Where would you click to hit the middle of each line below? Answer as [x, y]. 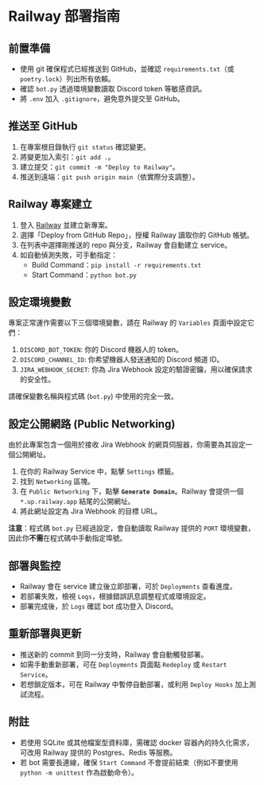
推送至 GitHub [43, 126]
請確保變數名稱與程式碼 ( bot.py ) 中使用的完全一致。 [93, 396]
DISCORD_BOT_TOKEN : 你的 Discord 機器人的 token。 [101, 350]
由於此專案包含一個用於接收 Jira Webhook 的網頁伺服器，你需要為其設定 [127, 445]
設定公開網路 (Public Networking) [92, 424]
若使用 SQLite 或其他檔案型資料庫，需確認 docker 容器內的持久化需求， [136, 742]
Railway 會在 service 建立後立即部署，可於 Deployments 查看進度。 [128, 587]
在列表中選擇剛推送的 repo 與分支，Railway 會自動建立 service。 [126, 244]
